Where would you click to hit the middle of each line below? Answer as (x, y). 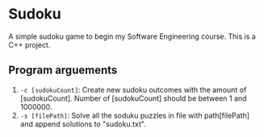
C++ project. (29, 44)
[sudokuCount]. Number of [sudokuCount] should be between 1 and (133, 98)
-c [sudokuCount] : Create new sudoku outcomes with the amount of (133, 89)
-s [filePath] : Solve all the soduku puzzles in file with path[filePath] (135, 115)
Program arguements (63, 71)
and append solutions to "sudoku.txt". (83, 124)
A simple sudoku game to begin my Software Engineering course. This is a (132, 36)
